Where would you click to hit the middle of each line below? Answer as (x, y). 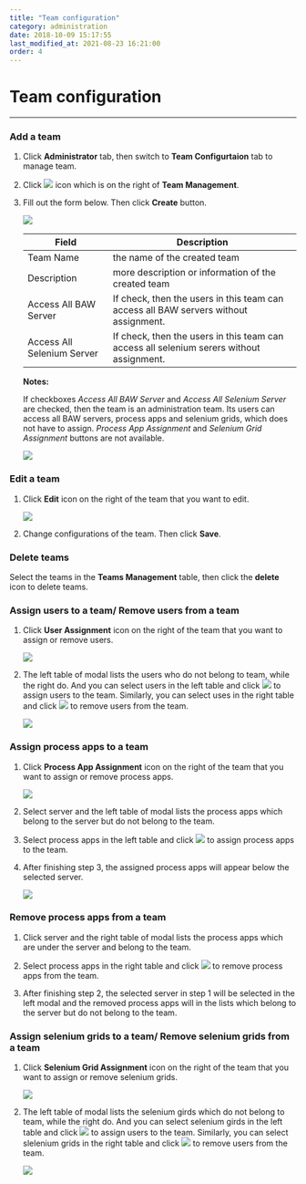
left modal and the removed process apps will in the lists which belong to (159, 1002)
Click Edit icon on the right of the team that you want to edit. (136, 499)
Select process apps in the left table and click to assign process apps (158, 839)
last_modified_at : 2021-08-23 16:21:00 (85, 43)
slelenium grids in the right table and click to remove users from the (155, 1143)
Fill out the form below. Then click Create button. (115, 203)
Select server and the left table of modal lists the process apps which (153, 811)
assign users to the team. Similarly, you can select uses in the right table (158, 695)
